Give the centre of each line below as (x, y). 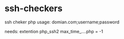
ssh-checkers (34, 9)
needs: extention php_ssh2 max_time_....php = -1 (54, 31)
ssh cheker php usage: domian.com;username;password (62, 22)
